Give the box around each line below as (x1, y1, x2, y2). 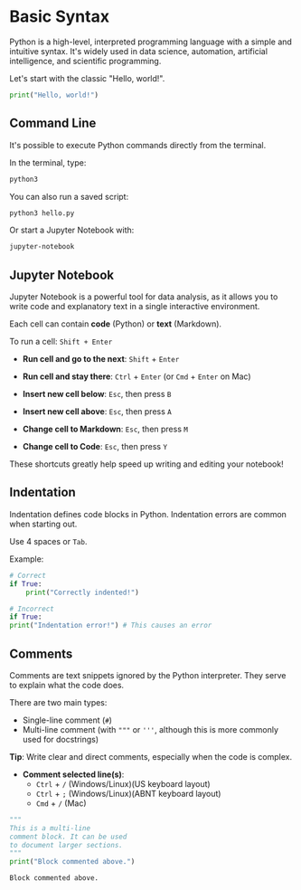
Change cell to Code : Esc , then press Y (22, 441, 168, 452)
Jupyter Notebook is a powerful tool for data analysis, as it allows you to (9, 291, 278, 302)
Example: (9, 554, 44, 564)
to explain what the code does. (9, 679, 125, 690)
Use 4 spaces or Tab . (9, 535, 88, 546)
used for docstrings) (22, 734, 99, 744)
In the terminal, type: (9, 156, 87, 168)
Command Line (9, 116, 97, 131)
